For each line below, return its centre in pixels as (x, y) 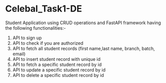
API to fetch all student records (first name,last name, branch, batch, (84, 48)
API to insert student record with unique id (57, 59)
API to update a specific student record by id (59, 70)
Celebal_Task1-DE (44, 9)
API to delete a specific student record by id (58, 75)
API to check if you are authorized (48, 43)
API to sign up (27, 38)
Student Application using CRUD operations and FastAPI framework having (83, 23)
